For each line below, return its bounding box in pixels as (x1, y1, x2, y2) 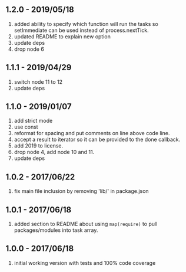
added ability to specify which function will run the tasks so (14, 20, 158, 27)
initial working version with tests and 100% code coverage (14, 259, 156, 266)
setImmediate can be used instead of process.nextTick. (14, 27, 149, 34)
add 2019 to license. (14, 142, 63, 149)
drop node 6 (14, 45, 45, 53)
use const (14, 123, 39, 130)
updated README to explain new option (14, 32, 111, 40)
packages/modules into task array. (14, 227, 98, 234)
